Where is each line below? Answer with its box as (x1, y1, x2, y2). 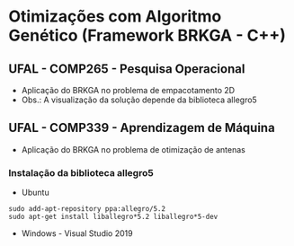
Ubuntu (21, 187, 50, 198)
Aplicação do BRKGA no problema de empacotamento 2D (21, 85, 236, 95)
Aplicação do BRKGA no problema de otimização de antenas (21, 144, 246, 154)
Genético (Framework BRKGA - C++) (8, 25, 287, 46)
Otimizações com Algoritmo (8, 6, 222, 27)
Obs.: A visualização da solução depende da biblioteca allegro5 (21, 94, 257, 105)
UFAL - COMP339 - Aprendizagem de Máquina (8, 120, 275, 136)
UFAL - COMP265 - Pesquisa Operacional (8, 61, 245, 76)
